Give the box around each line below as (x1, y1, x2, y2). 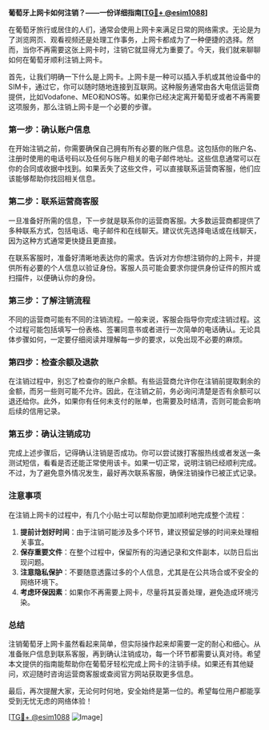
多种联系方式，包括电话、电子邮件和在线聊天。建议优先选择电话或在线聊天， (8, 225, 261, 235)
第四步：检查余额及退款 (8, 356, 98, 367)
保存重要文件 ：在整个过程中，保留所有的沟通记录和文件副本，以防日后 (19, 547, 252, 557)
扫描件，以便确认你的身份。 (8, 273, 100, 282)
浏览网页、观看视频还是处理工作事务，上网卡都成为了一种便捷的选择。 (14, 35, 247, 44)
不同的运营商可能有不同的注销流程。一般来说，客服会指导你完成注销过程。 (8, 314, 254, 324)
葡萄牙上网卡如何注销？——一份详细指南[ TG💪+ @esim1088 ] (8, 8, 208, 17)
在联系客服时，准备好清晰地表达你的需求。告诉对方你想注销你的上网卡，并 (8, 253, 254, 262)
